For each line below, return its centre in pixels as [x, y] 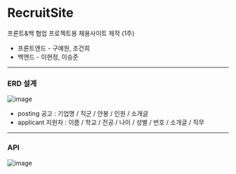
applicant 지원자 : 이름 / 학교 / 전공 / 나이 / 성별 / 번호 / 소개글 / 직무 [111, 122]
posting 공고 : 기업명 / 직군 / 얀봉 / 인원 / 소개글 [83, 114]
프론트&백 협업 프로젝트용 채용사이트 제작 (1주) [71, 33]
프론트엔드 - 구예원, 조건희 [53, 48]
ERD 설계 [22, 83]
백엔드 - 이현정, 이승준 [48, 57]
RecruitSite [40, 13]
